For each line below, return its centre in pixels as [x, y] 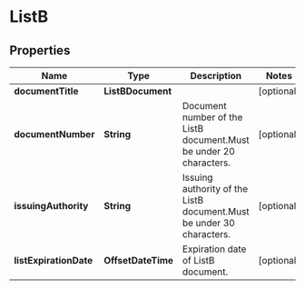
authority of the [215, 189]
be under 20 [209, 151]
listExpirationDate [54, 260]
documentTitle [46, 91]
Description [216, 76]
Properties [40, 50]
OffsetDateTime [139, 260]
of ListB [198, 260]
